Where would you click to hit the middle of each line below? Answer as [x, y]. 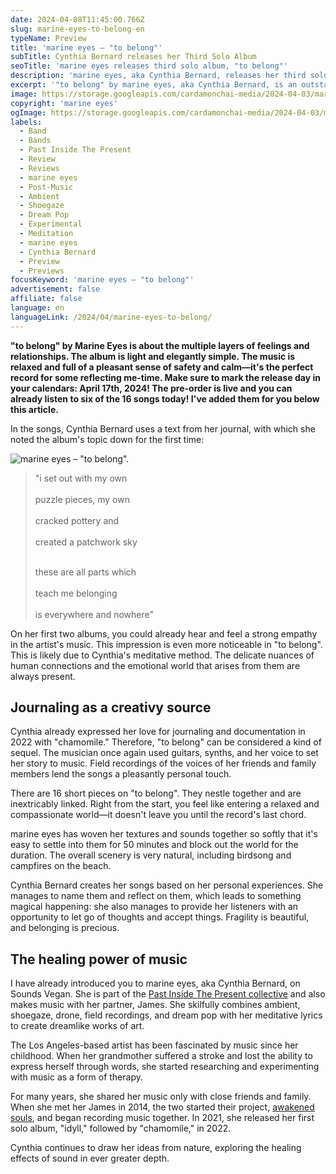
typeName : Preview [48, 38]
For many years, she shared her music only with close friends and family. [161, 1097]
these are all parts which [85, 572]
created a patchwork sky [86, 542]
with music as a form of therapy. [76, 1077]
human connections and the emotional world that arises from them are [155, 665]
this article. [34, 409]
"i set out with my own [81, 478]
